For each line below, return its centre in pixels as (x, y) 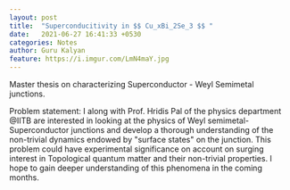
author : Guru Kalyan (48, 51)
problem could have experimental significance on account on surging (137, 149)
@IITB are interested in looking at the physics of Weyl (108, 120)
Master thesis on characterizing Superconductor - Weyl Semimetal (132, 84)
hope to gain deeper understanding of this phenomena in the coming (136, 168)
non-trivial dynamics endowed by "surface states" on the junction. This (141, 140)
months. (25, 178)
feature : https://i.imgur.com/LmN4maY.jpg (89, 59)
